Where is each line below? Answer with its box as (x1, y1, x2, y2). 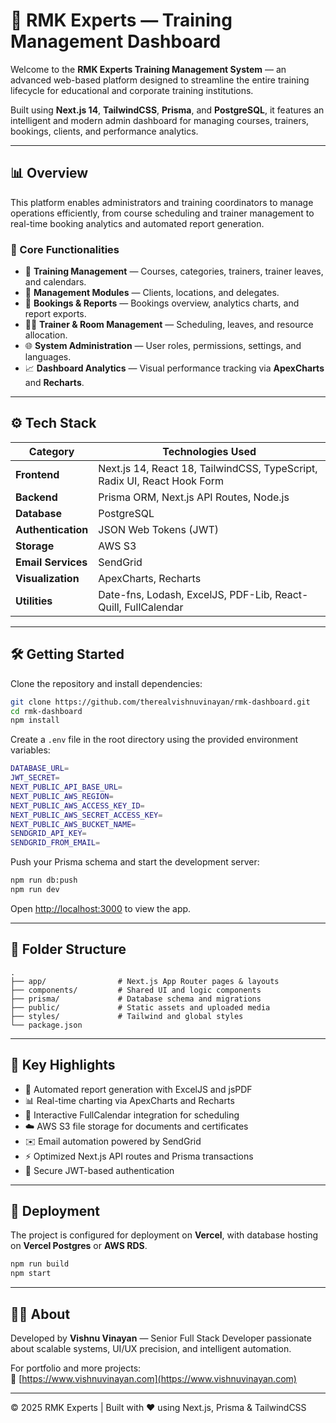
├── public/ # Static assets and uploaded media (10, 1002, 271, 1013)
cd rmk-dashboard (10, 706, 83, 716)
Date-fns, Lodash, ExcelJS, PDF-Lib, (98, 587, 273, 601)
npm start (10, 1269, 52, 1279)
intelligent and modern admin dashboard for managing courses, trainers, (10, 114, 310, 126)
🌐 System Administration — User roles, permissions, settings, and (24, 340, 302, 352)
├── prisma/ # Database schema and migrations (10, 994, 262, 1004)
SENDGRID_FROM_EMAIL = (10, 838, 101, 848)
